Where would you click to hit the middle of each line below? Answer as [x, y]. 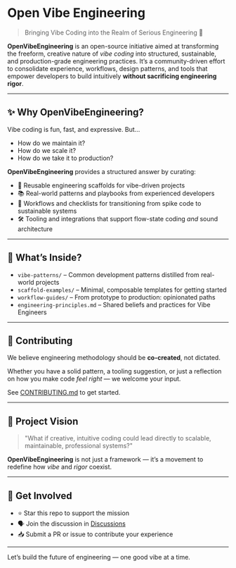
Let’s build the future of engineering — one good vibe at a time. [99, 557]
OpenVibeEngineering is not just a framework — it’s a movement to [105, 459]
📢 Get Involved [40, 496]
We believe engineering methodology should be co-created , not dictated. [114, 358]
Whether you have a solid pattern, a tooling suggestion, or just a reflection [114, 371]
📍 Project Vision [43, 421]
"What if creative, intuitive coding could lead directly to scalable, [118, 438]
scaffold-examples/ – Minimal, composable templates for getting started [122, 290]
